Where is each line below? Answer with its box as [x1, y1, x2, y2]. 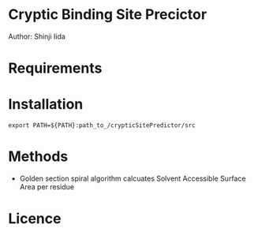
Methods [8, 148, 69, 166]
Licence [8, 210, 62, 228]
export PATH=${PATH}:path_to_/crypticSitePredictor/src [8, 122, 196, 129]
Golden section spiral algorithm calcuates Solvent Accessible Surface [19, 174, 246, 183]
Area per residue [19, 182, 75, 191]
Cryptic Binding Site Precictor [8, 6, 207, 24]
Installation [8, 95, 84, 114]
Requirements [8, 59, 103, 77]
